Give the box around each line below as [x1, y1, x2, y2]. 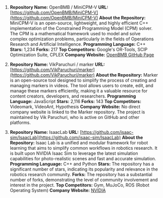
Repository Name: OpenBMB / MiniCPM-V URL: [9, 4, 109, 10]
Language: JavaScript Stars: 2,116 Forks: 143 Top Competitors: [9, 99, 142, 104]
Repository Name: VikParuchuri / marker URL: [9, 62, 105, 67]
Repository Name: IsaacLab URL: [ [9, 129, 82, 135]
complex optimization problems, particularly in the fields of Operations [9, 36, 154, 42]
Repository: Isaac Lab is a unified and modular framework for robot [9, 140, 148, 146]
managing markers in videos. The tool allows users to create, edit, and [9, 83, 154, 89]
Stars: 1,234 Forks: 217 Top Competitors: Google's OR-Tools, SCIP [9, 47, 148, 52]
